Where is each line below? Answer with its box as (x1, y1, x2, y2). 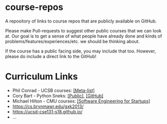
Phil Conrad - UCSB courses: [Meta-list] (12, 87, 95, 93)
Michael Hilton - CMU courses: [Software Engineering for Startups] (12, 98, 151, 104)
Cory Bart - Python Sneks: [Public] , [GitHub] (12, 92, 104, 98)
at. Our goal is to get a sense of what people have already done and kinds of (5, 33, 162, 39)
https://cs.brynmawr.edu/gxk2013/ (12, 103, 84, 109)
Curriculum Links (5, 71, 78, 82)
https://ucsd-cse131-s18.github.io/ (12, 108, 83, 114)
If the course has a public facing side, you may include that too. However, (5, 48, 156, 54)
